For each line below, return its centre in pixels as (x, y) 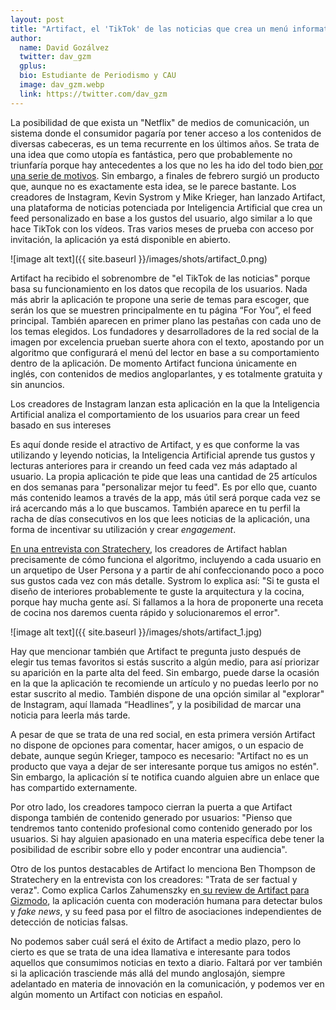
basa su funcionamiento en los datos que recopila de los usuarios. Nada (159, 288)
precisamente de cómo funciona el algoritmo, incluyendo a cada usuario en (166, 559)
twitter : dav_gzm (55, 57)
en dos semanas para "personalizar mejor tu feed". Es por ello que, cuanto (164, 487)
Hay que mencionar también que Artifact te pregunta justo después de (156, 651)
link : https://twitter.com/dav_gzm (93, 94)
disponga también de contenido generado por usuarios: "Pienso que (151, 817)
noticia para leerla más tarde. (70, 715)
